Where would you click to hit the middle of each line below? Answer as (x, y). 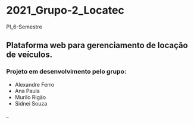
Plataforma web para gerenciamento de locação (97, 45)
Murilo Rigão (30, 97)
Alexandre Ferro (35, 84)
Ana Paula (27, 91)
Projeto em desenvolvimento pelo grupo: (66, 72)
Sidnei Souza (31, 103)
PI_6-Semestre (24, 27)
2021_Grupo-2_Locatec (65, 10)
